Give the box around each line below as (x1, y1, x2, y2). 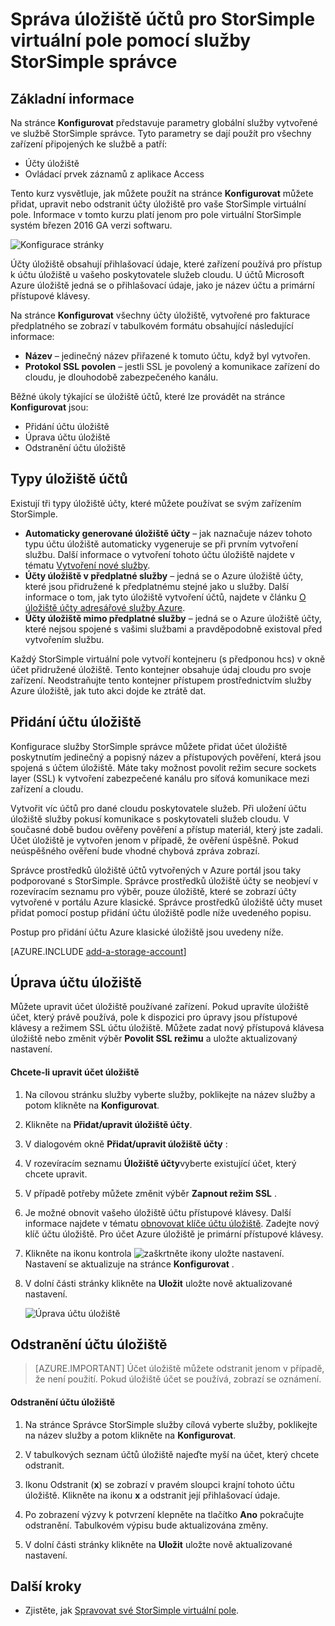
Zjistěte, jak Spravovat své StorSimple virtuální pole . (24, 1604, 240, 1617)
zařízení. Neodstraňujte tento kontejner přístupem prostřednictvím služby (10, 674, 312, 686)
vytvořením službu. (24, 633, 105, 645)
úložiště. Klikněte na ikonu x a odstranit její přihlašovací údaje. (24, 1489, 281, 1501)
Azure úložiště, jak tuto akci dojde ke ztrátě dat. (10, 684, 207, 697)
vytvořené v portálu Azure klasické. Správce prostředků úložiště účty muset (10, 896, 323, 908)
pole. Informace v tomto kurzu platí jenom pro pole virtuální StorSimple (10, 209, 302, 220)
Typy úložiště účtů (10, 471, 128, 488)
